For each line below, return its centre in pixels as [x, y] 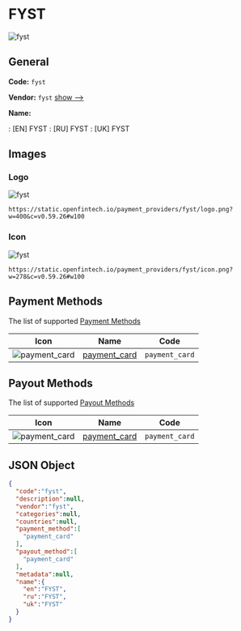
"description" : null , [50, 499]
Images [27, 154]
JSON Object [42, 465]
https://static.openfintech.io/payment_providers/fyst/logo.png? [120, 210]
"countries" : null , [47, 522]
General [29, 62]
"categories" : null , [49, 514]
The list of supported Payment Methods [75, 321]
